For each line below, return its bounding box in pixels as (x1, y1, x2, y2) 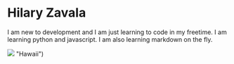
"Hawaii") (15, 49, 44, 58)
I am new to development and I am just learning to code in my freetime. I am (7, 28, 227, 36)
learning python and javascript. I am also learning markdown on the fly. (7, 35, 213, 43)
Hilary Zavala (7, 5, 86, 21)
